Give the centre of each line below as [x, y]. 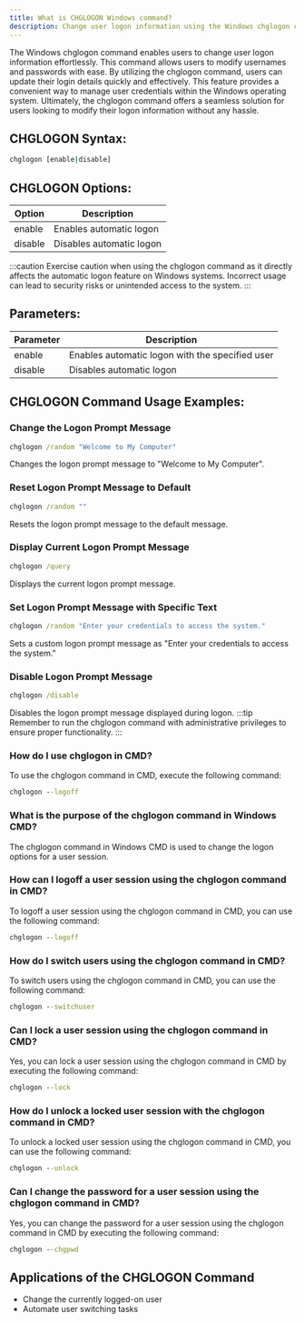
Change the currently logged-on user [92, 1299]
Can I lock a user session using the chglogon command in [139, 1030]
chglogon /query [40, 566]
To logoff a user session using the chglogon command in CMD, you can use [151, 911]
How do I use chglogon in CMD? [81, 756]
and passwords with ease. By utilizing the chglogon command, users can [146, 71]
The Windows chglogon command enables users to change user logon [142, 52]
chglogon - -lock [40, 1087]
